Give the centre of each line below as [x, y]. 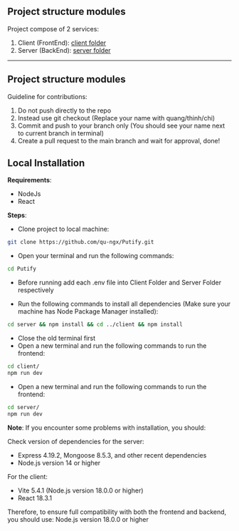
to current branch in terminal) [61, 133]
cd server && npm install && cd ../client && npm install [95, 325]
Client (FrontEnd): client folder [62, 43]
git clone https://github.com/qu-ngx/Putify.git [81, 242]
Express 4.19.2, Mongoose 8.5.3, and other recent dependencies [112, 455]
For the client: [28, 476]
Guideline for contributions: [47, 96]
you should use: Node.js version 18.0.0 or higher [78, 519]
